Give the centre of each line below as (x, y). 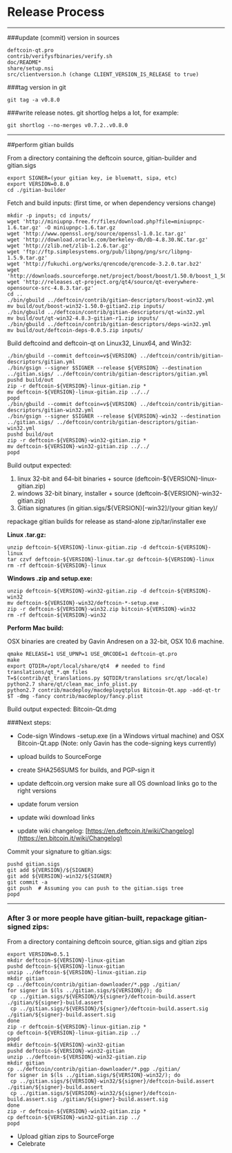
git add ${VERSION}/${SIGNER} (51, 870)
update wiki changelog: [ (52, 831)
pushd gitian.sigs (33, 864)
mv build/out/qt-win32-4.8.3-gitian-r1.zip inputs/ (83, 318)
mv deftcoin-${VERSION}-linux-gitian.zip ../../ (78, 392)
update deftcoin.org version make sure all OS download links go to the (117, 783)
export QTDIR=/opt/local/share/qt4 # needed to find (86, 666)
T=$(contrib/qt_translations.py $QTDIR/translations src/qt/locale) (108, 678)
